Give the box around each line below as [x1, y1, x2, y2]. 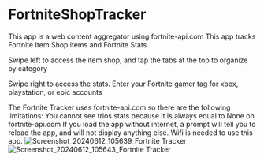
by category [8, 63, 48, 73]
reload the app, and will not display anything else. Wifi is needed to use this [8, 128, 254, 137]
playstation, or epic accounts [8, 87, 102, 96]
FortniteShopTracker [8, 6, 147, 24]
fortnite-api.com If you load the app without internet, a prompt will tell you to [8, 119, 256, 129]
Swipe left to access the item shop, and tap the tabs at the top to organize [8, 55, 248, 65]
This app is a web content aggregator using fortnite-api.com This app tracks [8, 32, 256, 41]
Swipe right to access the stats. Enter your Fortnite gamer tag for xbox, [8, 79, 239, 88]
